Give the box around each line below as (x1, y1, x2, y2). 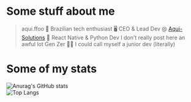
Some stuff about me (6, 4, 115, 18)
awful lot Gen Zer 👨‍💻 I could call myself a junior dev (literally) (21, 40, 176, 47)
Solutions (21, 34, 45, 41)
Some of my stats (6, 62, 97, 76)
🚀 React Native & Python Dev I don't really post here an (46, 34, 185, 41)
